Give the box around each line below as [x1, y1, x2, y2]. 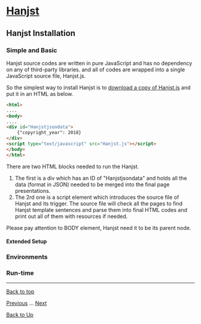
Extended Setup [6, 238, 47, 245]
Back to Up [6, 311, 34, 319]
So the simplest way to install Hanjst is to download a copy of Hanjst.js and [6, 84, 191, 91]
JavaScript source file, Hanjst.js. [6, 72, 86, 79]
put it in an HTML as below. [6, 90, 74, 97]
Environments [6, 253, 48, 261]
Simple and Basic [6, 46, 57, 54]
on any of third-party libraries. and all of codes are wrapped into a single [6, 66, 185, 73]
